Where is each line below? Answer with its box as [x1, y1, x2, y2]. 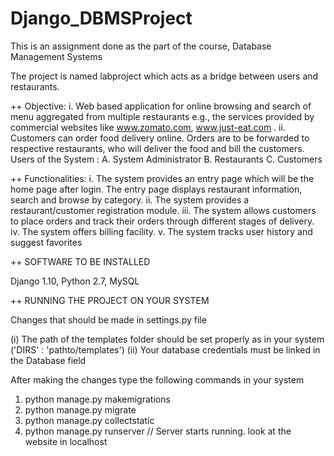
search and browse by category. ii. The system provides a [10, 193, 250, 206]
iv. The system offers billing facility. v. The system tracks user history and [10, 225, 313, 237]
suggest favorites [10, 236, 83, 248]
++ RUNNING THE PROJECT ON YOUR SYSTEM [10, 294, 210, 306]
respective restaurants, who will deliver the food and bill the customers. [10, 142, 305, 154]
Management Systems [10, 50, 103, 62]
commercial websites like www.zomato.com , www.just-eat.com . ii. [10, 121, 286, 133]
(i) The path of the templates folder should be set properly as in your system [10, 333, 325, 345]
